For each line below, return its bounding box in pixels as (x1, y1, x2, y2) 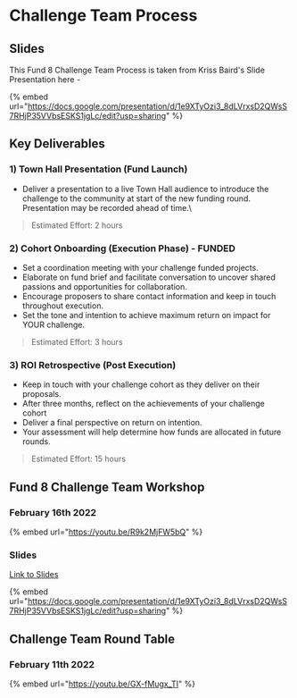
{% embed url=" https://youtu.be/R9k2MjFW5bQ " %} (9, 526, 203, 537)
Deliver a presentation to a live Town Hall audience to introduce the (21, 183, 269, 194)
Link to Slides (9, 569, 59, 580)
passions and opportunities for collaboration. (21, 281, 187, 291)
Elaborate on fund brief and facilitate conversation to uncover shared (21, 272, 276, 282)
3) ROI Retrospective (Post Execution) (9, 358, 177, 371)
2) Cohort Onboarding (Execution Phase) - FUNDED (9, 242, 236, 255)
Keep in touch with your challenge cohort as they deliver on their (21, 379, 260, 390)
